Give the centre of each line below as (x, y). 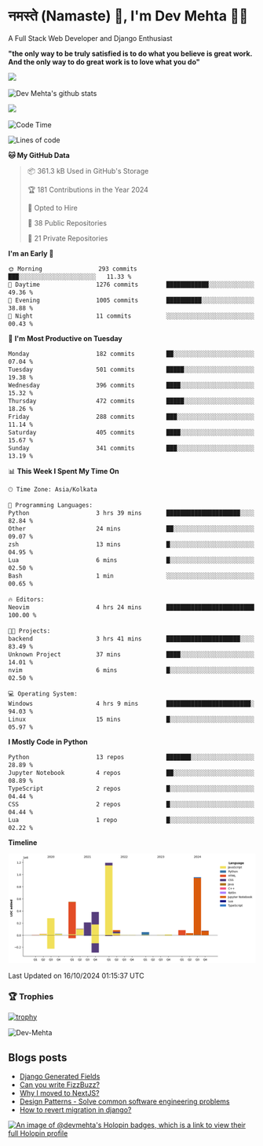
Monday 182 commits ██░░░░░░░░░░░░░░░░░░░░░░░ (131, 354)
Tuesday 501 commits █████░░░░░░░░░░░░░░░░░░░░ (131, 369)
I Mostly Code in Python (48, 741)
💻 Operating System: (43, 694)
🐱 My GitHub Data (39, 155)
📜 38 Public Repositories (67, 222)
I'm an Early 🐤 (31, 253)
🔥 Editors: (26, 599)
